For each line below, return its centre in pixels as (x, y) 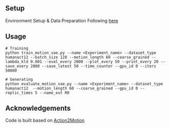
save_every (17, 66)
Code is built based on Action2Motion (45, 120)
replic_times (19, 93)
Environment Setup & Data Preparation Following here (62, 20)
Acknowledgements (38, 108)
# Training (17, 48)
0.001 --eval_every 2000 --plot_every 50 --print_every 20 (94, 61)
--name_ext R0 (55, 93)
